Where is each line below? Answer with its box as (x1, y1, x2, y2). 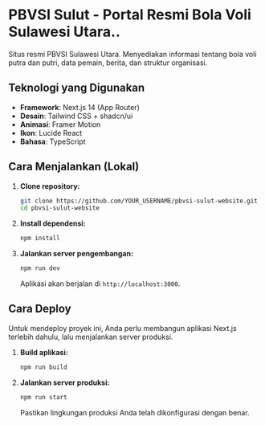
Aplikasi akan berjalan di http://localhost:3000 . (19, 279, 181, 288)
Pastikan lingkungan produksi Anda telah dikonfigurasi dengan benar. (19, 407, 251, 417)
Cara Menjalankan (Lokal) (8, 160, 140, 174)
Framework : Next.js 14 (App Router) (19, 102, 141, 112)
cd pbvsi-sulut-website (19, 204, 100, 212)
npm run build (19, 363, 67, 371)
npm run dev (19, 264, 60, 272)
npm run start (19, 393, 67, 401)
